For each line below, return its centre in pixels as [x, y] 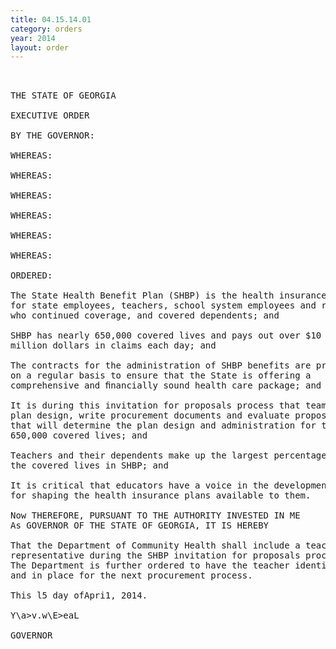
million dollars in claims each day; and [113, 345]
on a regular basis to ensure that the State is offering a [161, 375]
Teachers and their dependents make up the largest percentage [168, 455]
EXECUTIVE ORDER [50, 115]
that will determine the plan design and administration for [163, 425]
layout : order [40, 47]
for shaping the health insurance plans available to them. [161, 495]
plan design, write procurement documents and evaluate [150, 415]
